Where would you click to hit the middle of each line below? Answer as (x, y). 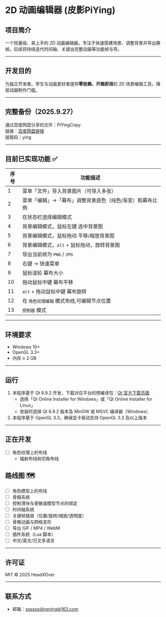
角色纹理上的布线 (30, 452)
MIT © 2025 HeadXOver (30, 575)
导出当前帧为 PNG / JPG (47, 255)
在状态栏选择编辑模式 (47, 217)
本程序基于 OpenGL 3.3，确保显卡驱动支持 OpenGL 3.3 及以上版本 (80, 418)
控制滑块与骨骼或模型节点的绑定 (45, 503)
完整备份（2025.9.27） (41, 112)
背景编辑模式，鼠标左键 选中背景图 (62, 226)
